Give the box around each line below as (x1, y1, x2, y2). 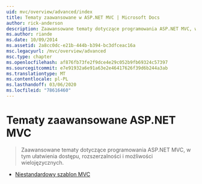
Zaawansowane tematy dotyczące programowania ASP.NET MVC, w (20, 146, 191, 153)
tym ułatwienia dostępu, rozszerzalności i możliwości (20, 152, 153, 160)
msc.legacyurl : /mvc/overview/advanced (6, 48, 106, 54)
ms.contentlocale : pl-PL (6, 76, 69, 82)
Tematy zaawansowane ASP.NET (6, 113, 176, 127)
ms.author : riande (6, 31, 52, 37)
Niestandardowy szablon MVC (14, 170, 91, 178)
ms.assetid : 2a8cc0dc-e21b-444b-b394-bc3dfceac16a (6, 43, 136, 49)
